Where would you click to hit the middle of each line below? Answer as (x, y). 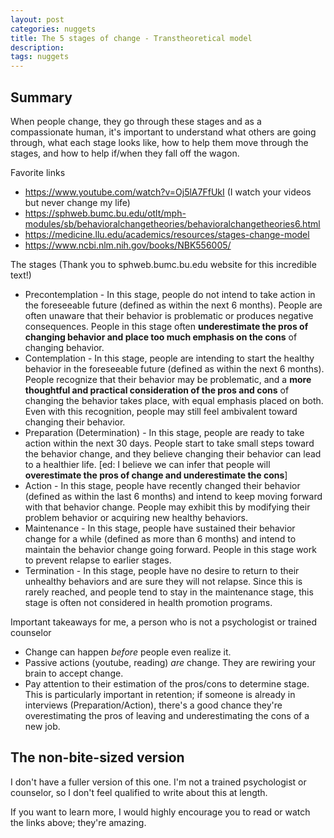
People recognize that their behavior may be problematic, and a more (168, 379)
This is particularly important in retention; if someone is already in (160, 694)
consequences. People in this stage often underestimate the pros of (166, 326)
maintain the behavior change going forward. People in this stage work (170, 549)
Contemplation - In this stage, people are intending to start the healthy (169, 358)
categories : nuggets (53, 29)
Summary (41, 97)
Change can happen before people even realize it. (128, 652)
